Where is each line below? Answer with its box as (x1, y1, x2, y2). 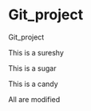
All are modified (8, 94, 61, 104)
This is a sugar (8, 63, 57, 73)
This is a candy (8, 79, 58, 88)
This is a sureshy (8, 47, 64, 57)
